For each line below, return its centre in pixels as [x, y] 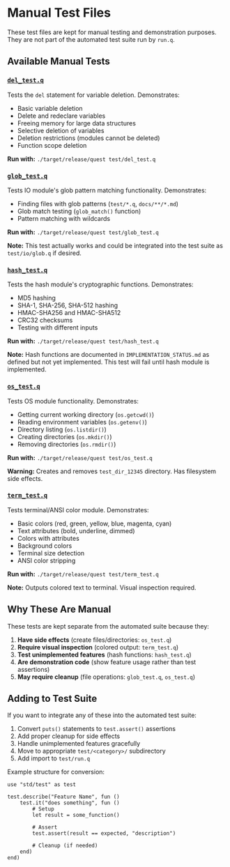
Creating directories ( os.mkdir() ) [65, 436]
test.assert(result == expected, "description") [104, 834]
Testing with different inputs [58, 328]
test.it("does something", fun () [70, 803]
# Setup [43, 809]
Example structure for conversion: [56, 772]
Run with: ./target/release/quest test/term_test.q [83, 574]
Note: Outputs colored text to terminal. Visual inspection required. [102, 588]
